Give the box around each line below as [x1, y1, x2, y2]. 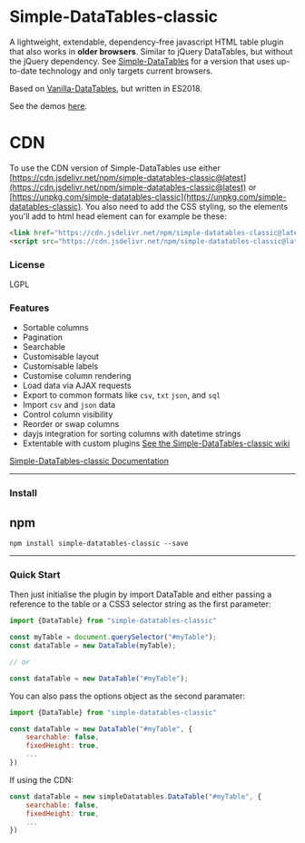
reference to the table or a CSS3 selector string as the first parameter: [9, 599, 271, 610]
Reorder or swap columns [22, 419, 120, 430]
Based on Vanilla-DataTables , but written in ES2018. [9, 83, 202, 94]
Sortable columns [22, 322, 89, 333]
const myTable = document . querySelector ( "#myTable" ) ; [9, 633, 218, 642]
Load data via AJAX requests [22, 380, 132, 392]
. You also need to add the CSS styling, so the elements [80, 201, 289, 212]
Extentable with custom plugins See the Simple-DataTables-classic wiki [22, 438, 290, 449]
